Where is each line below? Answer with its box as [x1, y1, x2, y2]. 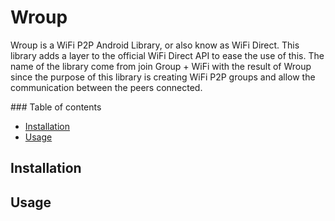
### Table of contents [10, 101, 102, 113]
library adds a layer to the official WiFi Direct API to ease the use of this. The [10, 49, 325, 61]
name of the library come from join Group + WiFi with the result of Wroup [10, 60, 312, 72]
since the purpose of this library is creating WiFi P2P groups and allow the [10, 71, 316, 83]
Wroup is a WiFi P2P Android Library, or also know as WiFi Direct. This [10, 39, 300, 51]
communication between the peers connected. [10, 81, 203, 93]
